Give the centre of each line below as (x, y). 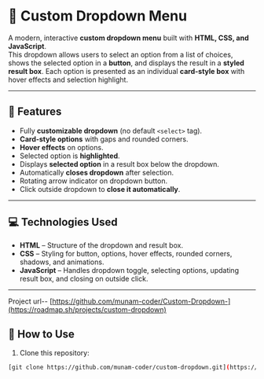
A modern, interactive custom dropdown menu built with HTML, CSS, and (128, 38)
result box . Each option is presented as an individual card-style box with (126, 71)
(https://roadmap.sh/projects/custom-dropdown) (87, 309)
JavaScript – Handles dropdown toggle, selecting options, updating (129, 270)
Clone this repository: (54, 353)
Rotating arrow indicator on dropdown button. (93, 181)
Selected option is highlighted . (70, 156)
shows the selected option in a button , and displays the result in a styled (126, 63)
